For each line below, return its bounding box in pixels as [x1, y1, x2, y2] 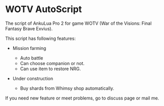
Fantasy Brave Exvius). [5, 25, 53, 31]
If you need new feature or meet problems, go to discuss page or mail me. [5, 95, 159, 101]
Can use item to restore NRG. [20, 66, 81, 72]
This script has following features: [5, 35, 76, 41]
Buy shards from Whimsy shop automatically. [20, 85, 115, 91]
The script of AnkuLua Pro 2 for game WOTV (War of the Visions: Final [5, 20, 152, 26]
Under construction [12, 75, 53, 81]
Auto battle [20, 55, 43, 61]
